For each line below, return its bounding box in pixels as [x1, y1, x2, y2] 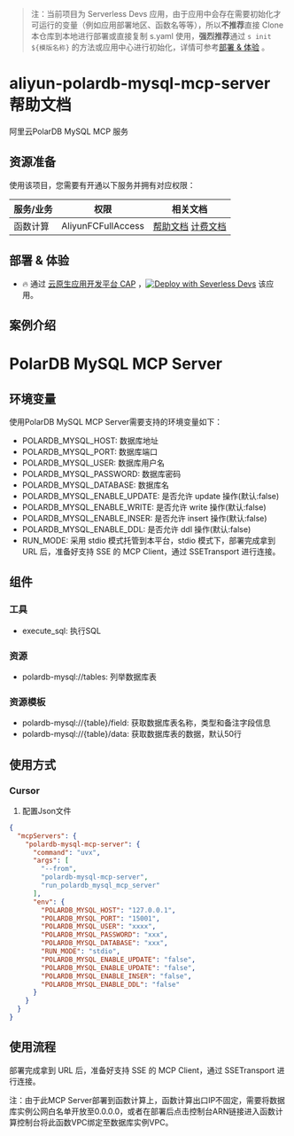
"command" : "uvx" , [32, 848, 101, 857]
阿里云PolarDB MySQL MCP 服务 [9, 126, 129, 137]
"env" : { [32, 897, 66, 906]
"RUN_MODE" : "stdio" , [41, 947, 121, 956]
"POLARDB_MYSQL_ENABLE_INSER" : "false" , [41, 971, 192, 981]
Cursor [9, 784, 40, 796]
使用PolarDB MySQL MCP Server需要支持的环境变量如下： [9, 416, 223, 427]
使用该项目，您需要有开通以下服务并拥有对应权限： [9, 179, 196, 190]
